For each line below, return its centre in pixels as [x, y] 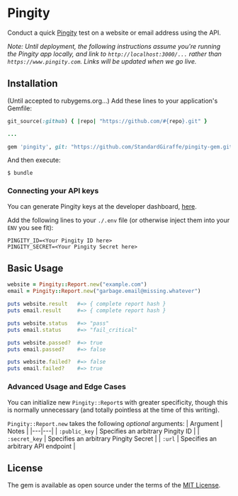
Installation [33, 84]
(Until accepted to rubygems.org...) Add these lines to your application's [113, 100]
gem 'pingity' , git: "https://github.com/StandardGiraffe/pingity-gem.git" [121, 146]
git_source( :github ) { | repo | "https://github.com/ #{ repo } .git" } [107, 121]
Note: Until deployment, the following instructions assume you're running [114, 46]
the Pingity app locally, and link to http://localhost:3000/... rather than [114, 54]
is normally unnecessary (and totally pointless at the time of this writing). [113, 410]
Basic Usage [35, 269]
